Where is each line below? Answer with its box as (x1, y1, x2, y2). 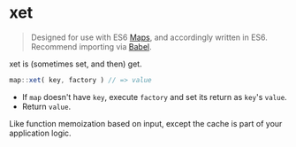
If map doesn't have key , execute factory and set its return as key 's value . (21, 91, 287, 102)
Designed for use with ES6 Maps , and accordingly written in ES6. (30, 32, 268, 43)
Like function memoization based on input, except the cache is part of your (9, 118, 283, 128)
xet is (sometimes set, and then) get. (9, 58, 143, 69)
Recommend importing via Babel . (30, 41, 152, 51)
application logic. (9, 128, 72, 138)
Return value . (21, 101, 72, 112)
